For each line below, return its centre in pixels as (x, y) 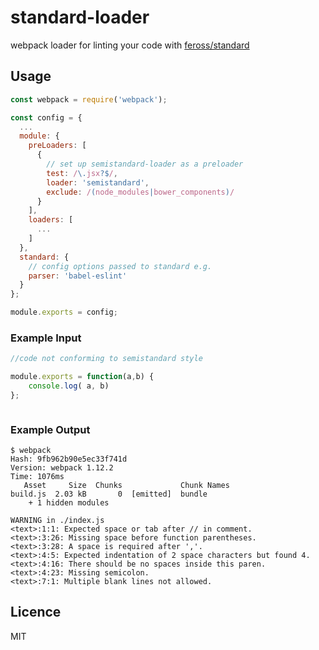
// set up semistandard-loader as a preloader (145, 164)
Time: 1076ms (37, 477)
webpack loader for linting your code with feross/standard (130, 45)
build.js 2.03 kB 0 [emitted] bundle (109, 494)
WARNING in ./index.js (57, 521)
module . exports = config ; (64, 312)
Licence (36, 612)
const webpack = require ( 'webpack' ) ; (89, 99)
